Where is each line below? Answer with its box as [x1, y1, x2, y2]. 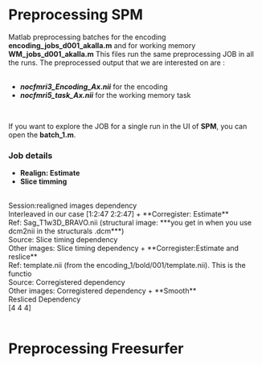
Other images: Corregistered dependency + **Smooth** [8, 286, 197, 296]
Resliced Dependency [8, 294, 81, 304]
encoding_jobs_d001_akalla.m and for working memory [8, 40, 196, 50]
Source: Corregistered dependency [8, 278, 126, 287]
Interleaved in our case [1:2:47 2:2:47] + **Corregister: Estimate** [8, 209, 229, 219]
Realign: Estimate [19, 168, 80, 178]
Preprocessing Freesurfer [8, 339, 184, 358]
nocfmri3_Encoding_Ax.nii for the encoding [19, 82, 169, 91]
